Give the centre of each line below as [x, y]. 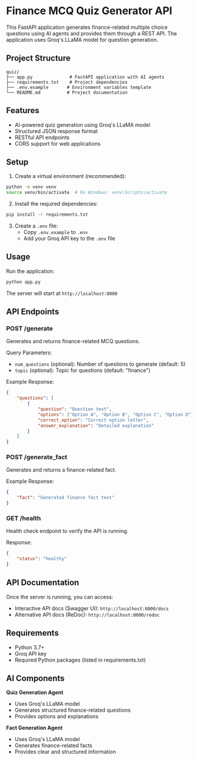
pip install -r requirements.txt [47, 215]
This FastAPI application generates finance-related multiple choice [87, 27]
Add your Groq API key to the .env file [69, 238]
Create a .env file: [36, 226]
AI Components [35, 678]
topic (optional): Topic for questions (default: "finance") [82, 370]
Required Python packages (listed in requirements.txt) [80, 660]
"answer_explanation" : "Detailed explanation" [96, 426]
